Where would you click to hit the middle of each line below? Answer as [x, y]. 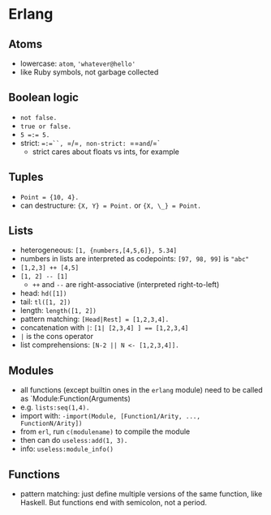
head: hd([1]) [43, 294]
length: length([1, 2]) [58, 311]
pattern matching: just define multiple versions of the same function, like [141, 494]
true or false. [46, 127]
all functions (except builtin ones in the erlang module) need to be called [142, 390]
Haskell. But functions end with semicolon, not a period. [114, 503]
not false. [39, 118]
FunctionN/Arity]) [51, 424]
